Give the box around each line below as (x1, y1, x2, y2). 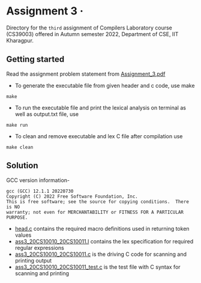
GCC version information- (6, 176, 70, 184)
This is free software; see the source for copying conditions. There (6, 198, 189, 205)
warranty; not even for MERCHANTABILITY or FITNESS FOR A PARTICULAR (6, 209, 184, 215)
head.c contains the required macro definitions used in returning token (14, 225, 190, 232)
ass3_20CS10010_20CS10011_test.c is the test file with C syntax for (14, 263, 181, 270)
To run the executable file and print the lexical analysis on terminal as (14, 104, 186, 111)
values (14, 231, 32, 239)
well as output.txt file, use (14, 110, 79, 118)
